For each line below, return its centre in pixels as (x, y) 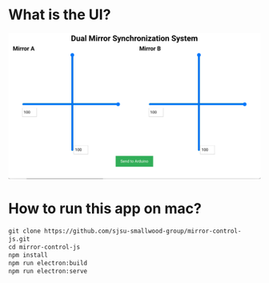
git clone (25, 231)
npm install (28, 255)
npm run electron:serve (48, 271)
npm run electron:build (48, 263)
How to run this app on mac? (105, 208)
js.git (19, 239)
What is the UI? (60, 15)
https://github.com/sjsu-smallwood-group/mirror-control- (143, 231)
